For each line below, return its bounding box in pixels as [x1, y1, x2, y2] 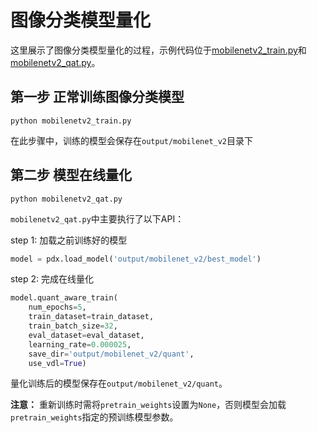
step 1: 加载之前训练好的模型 [10, 234, 128, 246]
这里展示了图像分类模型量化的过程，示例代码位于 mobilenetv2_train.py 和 [10, 44, 307, 56]
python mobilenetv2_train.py [10, 116, 132, 126]
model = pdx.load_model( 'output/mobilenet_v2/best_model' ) [10, 254, 262, 264]
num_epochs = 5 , [28, 302, 87, 313]
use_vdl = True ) [28, 358, 87, 368]
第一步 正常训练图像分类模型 [10, 89, 185, 106]
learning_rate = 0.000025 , [28, 339, 132, 350]
